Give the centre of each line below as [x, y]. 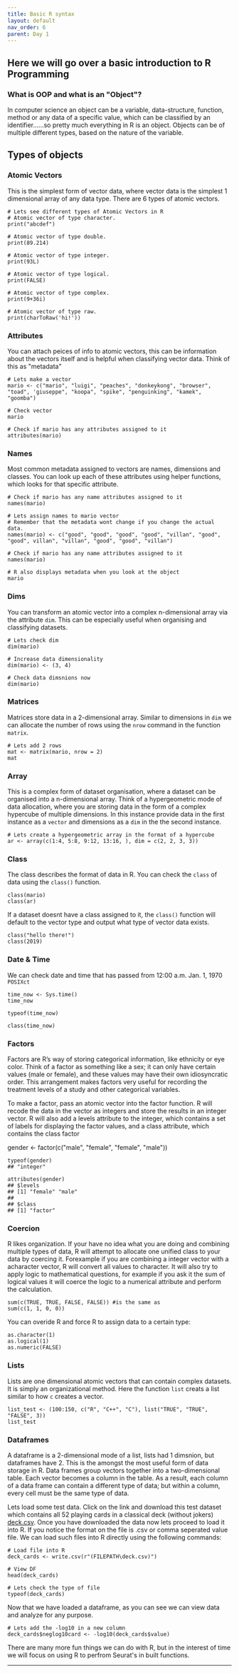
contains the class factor [44, 1133]
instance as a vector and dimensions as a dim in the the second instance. [115, 822]
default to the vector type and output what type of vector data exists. [108, 922]
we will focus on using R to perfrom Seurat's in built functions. [99, 1655]
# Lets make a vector [39, 379]
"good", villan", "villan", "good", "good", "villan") [90, 541]
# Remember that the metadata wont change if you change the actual [111, 522]
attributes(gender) [36, 1179]
